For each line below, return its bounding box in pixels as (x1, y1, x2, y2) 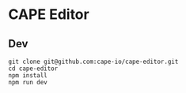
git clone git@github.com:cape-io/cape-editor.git (8, 58, 179, 65)
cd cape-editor (8, 65, 59, 73)
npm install (8, 72, 47, 80)
